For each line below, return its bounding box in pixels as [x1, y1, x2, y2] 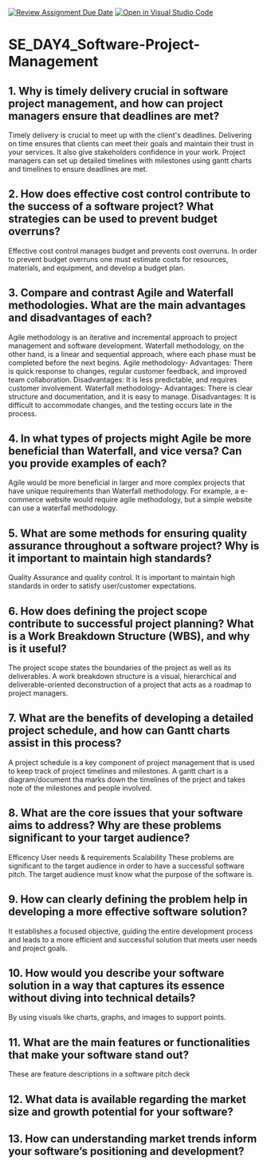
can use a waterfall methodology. [8, 503, 118, 513]
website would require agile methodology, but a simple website [45, 495, 253, 505]
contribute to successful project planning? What [8, 617, 254, 630]
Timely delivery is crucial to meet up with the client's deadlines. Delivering [8, 130, 253, 140]
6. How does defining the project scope [8, 604, 208, 618]
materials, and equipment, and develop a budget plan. [8, 263, 186, 272]
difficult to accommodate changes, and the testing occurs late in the [8, 400, 233, 410]
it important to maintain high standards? [8, 551, 213, 565]
